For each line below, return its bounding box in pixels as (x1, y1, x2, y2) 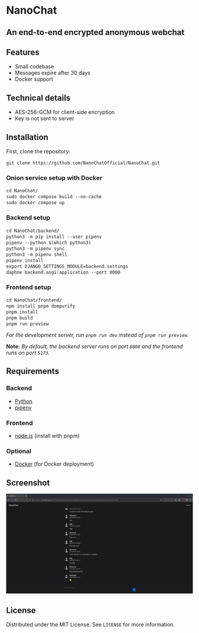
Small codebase (14, 63, 54, 70)
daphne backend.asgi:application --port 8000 (6, 269, 120, 275)
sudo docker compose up (6, 200, 65, 206)
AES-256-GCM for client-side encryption (14, 109, 115, 116)
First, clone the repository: (6, 148, 71, 155)
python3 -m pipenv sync (6, 246, 65, 252)
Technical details (6, 93, 71, 103)
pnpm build (6, 315, 33, 321)
